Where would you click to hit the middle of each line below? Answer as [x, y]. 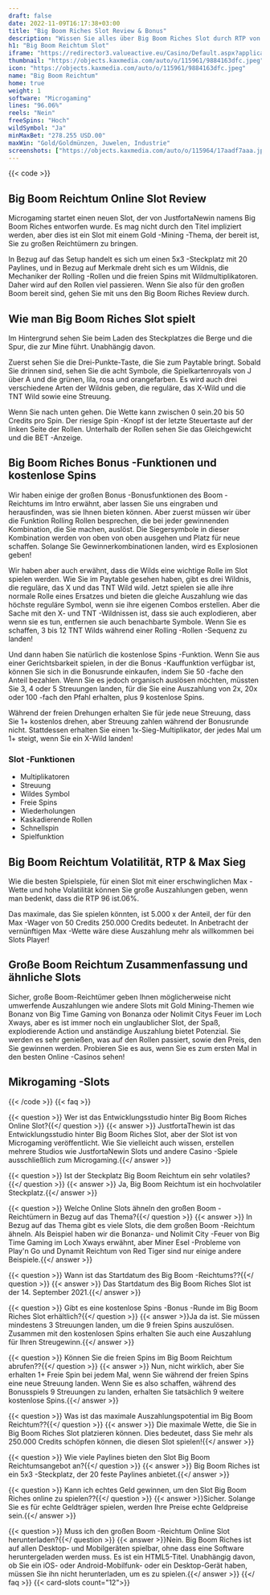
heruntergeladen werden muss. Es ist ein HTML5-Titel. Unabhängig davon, [132, 1556]
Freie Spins [39, 802]
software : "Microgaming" [50, 98]
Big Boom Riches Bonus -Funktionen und [112, 463]
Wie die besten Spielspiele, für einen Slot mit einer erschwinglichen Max [128, 881]
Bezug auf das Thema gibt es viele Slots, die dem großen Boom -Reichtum [132, 1225]
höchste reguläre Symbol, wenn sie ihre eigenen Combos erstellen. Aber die [134, 604]
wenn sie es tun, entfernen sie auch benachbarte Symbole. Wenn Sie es [127, 621]
